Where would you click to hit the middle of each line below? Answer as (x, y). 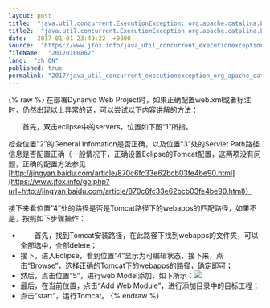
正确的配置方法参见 (54, 164)
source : (21, 46)
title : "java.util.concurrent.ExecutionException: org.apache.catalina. (135, 23)
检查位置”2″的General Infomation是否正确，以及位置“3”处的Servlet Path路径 (134, 144)
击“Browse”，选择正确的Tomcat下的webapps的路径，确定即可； (126, 265)
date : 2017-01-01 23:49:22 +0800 (70, 38)
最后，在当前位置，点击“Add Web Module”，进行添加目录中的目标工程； (139, 285)
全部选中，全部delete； (59, 245)
